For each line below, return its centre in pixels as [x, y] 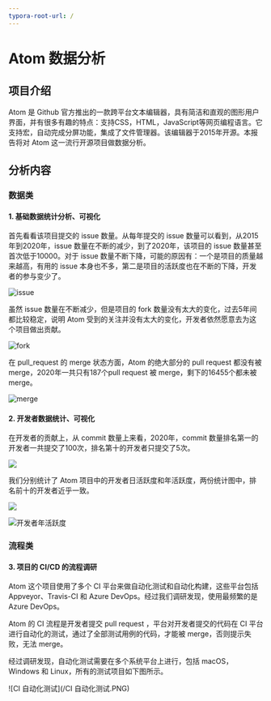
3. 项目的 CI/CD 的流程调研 [53, 566]
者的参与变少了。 [37, 276]
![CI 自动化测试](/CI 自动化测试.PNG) [69, 689]
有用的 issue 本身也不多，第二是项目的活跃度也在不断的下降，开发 [146, 266]
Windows [24, 671]
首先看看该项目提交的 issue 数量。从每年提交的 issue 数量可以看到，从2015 [133, 236]
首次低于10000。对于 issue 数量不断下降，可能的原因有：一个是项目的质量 [132, 256]
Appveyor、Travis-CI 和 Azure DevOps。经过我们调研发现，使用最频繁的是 [133, 596]
